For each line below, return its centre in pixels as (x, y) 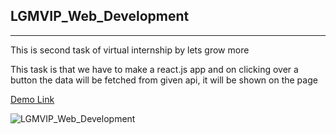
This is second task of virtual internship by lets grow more (130, 50)
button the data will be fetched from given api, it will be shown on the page (164, 80)
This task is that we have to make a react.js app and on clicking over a (154, 69)
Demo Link (32, 99)
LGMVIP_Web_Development (100, 16)
